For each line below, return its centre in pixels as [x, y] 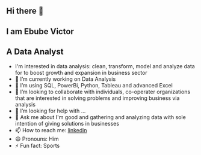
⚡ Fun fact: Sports [37, 145]
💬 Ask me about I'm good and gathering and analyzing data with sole [100, 117]
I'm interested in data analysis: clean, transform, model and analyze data [105, 66]
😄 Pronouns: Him [37, 139]
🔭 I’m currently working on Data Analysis [65, 79]
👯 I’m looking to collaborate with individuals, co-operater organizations [103, 92]
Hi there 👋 [25, 11]
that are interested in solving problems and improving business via [97, 98]
